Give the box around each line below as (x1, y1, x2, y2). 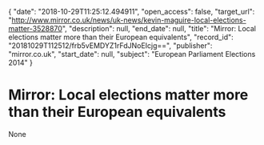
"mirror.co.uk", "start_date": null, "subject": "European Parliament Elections (8, 50, 256, 58)
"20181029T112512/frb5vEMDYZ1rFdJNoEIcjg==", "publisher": (8, 41, 213, 50)
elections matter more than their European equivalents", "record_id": (8, 32, 234, 42)
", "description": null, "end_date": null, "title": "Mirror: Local (62, 24, 256, 33)
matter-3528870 (8, 24, 62, 33)
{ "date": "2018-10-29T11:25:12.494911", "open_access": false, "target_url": (8, 7, 255, 16)
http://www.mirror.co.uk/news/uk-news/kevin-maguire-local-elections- (11, 15, 246, 25)
